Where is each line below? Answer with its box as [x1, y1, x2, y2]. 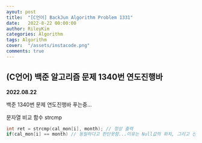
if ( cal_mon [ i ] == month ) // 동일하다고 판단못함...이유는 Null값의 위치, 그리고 [6, 131, 190, 138]
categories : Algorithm [6, 31, 63, 37]
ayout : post [6, 8, 36, 15]
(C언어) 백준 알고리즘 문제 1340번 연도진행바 [6, 72, 164, 82]
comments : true [6, 48, 44, 54]
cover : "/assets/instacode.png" [6, 43, 90, 49]
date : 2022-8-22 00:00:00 [6, 20, 77, 26]
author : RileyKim [6, 25, 50, 32]
